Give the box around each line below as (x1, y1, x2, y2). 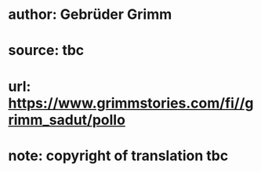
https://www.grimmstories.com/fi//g (8, 94, 254, 112)
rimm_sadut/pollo (8, 111, 125, 129)
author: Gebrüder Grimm (8, 5, 172, 24)
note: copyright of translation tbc (8, 147, 229, 164)
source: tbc (8, 42, 85, 60)
